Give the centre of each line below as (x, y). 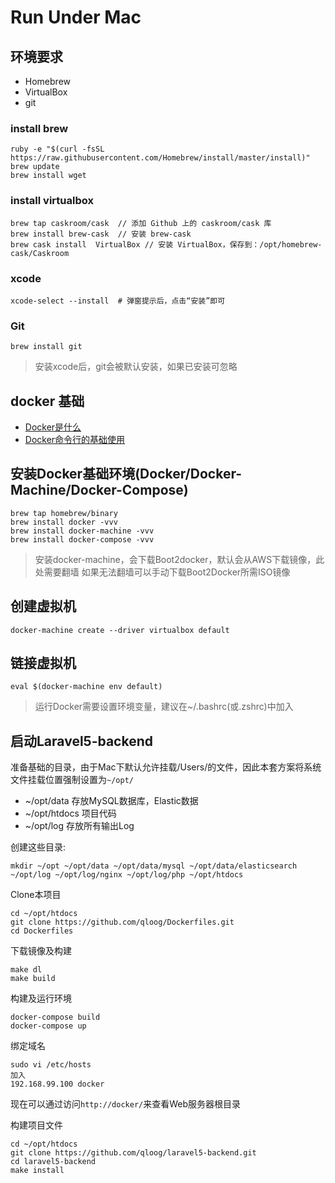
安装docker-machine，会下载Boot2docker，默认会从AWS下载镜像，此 (179, 559)
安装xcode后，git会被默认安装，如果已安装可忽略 (136, 367)
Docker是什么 (53, 427)
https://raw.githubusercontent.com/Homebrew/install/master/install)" (160, 158)
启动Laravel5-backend (81, 741)
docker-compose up (48, 1026)
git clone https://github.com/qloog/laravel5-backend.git (133, 1153)
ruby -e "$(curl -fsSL (57, 149)
